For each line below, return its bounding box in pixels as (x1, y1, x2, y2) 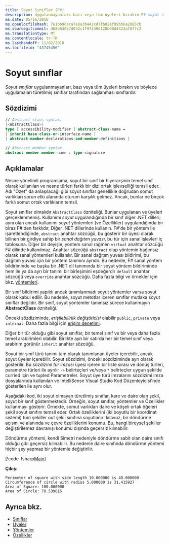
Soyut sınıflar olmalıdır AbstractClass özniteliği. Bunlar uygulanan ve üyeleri (5, 209, 163, 215)
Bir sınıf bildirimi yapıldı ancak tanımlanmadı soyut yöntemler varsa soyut (5, 289, 157, 295)
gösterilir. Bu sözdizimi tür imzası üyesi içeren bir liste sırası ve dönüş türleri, (5, 361, 164, 368)
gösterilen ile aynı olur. (5, 383, 53, 389)
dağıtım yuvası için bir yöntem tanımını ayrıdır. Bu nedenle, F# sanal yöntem (5, 257, 162, 264)
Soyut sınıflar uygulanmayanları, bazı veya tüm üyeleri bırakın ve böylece (5, 84, 157, 90)
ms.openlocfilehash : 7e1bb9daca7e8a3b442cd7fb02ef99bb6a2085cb (5, 21, 142, 27)
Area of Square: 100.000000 (5, 484, 65, 490)
